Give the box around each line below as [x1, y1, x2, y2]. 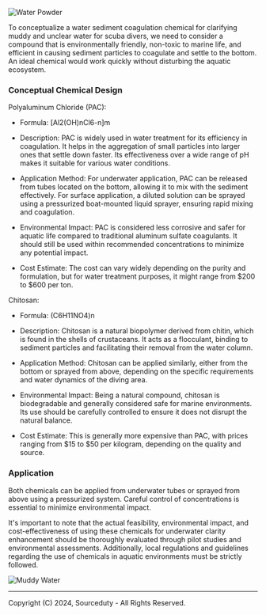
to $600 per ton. [19, 280, 74, 290]
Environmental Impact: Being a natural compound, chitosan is [19, 390, 220, 400]
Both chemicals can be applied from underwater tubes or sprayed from [8, 485, 240, 495]
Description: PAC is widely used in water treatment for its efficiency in [19, 133, 248, 142]
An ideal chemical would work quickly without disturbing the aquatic [8, 56, 231, 66]
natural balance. [19, 416, 73, 425]
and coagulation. [19, 207, 75, 217]
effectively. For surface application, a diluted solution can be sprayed [19, 191, 245, 200]
